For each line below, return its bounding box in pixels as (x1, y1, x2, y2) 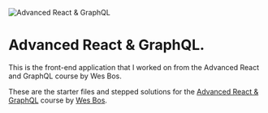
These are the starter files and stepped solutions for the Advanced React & (8, 86, 259, 96)
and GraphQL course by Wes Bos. (8, 71, 122, 81)
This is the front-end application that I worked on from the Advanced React (8, 62, 260, 72)
